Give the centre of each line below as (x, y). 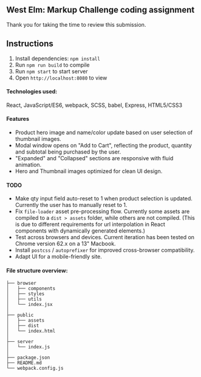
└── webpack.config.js (35, 369)
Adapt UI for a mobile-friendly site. (58, 257)
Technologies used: (32, 92)
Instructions (30, 44)
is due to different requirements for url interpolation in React (90, 225)
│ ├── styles (26, 294)
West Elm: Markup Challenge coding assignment (101, 10)
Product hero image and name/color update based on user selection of (104, 132)
